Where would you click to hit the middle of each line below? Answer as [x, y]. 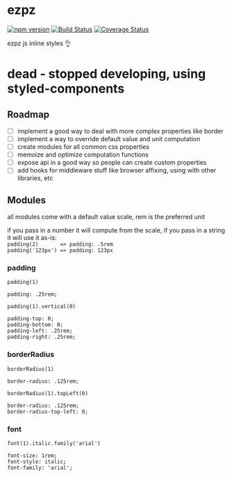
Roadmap [28, 114]
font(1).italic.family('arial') [54, 444]
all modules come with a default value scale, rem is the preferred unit [106, 217]
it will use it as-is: [32, 238]
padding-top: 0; [31, 319]
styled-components [66, 89]
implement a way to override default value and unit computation [109, 139]
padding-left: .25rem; [40, 331]
